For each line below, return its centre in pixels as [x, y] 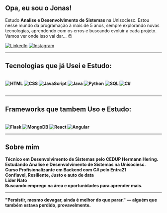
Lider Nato [16, 180]
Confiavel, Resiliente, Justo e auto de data [50, 175]
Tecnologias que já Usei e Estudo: [58, 66]
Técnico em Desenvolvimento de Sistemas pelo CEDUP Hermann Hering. [82, 159]
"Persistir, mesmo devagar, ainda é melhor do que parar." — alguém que [81, 200]
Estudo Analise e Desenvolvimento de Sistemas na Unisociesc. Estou [77, 20]
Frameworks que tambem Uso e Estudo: [68, 109]
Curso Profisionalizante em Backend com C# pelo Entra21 [66, 170]
